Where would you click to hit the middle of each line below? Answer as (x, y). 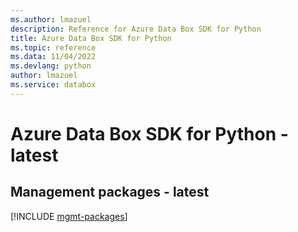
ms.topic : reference (53, 47)
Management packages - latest (110, 192)
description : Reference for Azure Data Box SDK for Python (136, 29)
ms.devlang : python (51, 66)
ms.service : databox (53, 85)
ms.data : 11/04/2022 (53, 57)
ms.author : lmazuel (51, 19)
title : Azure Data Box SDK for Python (91, 38)
